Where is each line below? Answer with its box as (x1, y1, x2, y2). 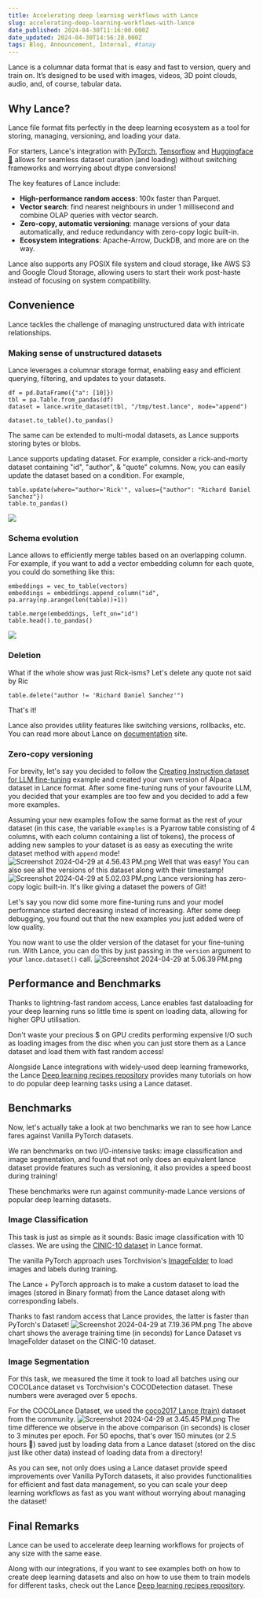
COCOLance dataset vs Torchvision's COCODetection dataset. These (8, 1382, 233, 1392)
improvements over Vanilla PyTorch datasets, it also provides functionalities (8, 1471, 253, 1481)
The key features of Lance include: (8, 178, 121, 187)
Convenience (8, 298, 75, 312)
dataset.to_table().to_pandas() (8, 416, 114, 425)
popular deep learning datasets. (8, 1194, 111, 1204)
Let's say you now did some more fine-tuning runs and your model (8, 897, 224, 906)
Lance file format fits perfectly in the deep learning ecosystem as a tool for (8, 123, 250, 132)
